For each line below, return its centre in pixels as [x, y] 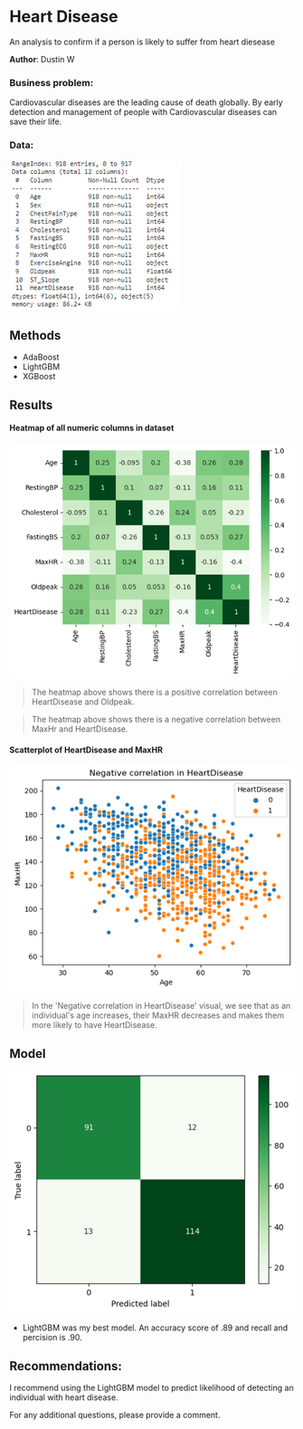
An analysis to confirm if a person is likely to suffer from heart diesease [142, 42]
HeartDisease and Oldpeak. [83, 702]
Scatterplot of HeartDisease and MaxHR [86, 750]
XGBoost [39, 377]
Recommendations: [66, 1366]
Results [31, 405]
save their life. [36, 122]
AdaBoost [41, 357]
